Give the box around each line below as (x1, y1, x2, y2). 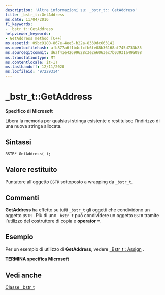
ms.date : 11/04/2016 (5, 17, 49, 22)
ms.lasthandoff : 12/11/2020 (5, 64, 65, 69)
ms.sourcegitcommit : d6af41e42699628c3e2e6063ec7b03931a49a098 (5, 50, 142, 55)
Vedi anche (5, 271, 42, 279)
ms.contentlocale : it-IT (5, 60, 58, 65)
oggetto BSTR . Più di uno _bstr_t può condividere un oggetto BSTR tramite (5, 212, 159, 219)
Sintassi (5, 138, 31, 147)
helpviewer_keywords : (5, 31, 51, 36)
